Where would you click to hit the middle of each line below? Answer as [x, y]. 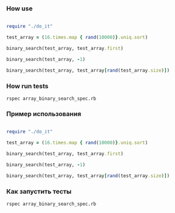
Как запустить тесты [39, 191]
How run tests [27, 86]
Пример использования [44, 114]
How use [19, 9]
